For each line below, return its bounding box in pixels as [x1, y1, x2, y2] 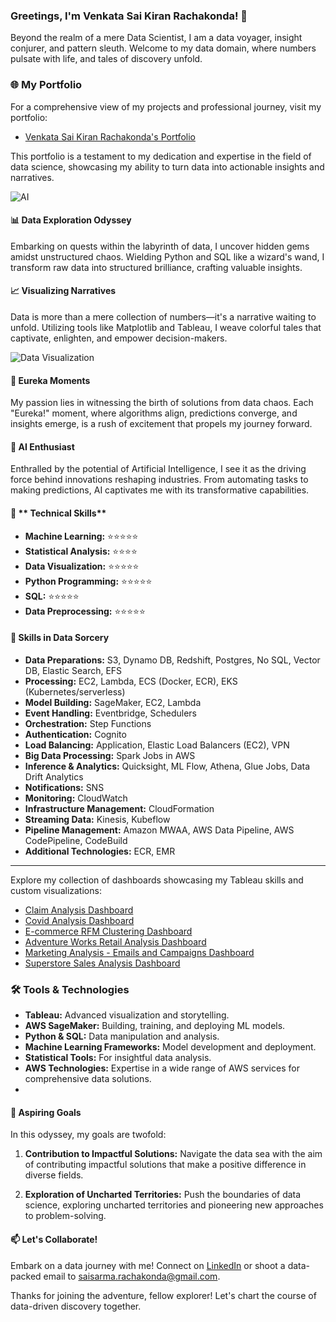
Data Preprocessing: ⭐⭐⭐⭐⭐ [24, 605, 146, 617]
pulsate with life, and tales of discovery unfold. [10, 53, 203, 65]
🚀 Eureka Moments [10, 374, 91, 386]
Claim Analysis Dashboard [24, 904, 134, 916]
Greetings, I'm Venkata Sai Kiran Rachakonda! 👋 [10, 9, 248, 23]
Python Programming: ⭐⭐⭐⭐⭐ [24, 575, 153, 587]
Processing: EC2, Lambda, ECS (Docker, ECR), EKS [24, 675, 238, 687]
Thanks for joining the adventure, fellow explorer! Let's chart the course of [10, 1289, 317, 1301]
